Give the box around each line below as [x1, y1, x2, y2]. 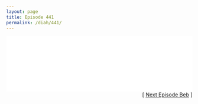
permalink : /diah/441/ [6, 19, 62, 25]
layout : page [6, 8, 38, 15]
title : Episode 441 [6, 14, 54, 20]
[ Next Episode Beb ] [142, 91, 193, 98]
